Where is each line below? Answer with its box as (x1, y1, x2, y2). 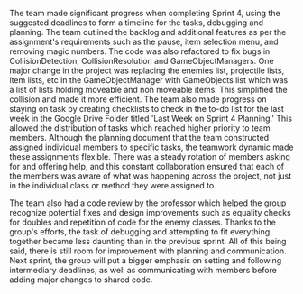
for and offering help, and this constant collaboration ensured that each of (9, 161, 285, 171)
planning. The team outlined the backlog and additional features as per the (9, 27, 287, 37)
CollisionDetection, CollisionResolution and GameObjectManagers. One (9, 56, 274, 66)
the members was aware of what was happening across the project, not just (9, 170, 292, 181)
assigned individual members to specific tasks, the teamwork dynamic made (9, 142, 294, 152)
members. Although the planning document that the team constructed (9, 133, 269, 142)
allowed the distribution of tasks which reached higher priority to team (9, 123, 271, 133)
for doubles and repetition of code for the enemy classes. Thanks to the (9, 216, 277, 227)
